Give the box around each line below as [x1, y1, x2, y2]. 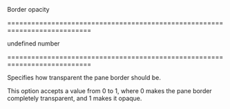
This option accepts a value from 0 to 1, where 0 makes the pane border [7, 87, 212, 95]
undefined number [7, 39, 60, 48]
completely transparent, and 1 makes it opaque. [7, 95, 142, 102]
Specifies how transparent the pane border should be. [7, 74, 161, 81]
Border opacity [7, 6, 50, 13]
